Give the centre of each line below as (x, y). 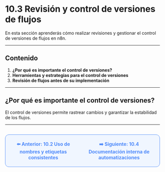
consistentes (43, 158)
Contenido (22, 58)
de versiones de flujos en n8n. (36, 38)
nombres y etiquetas (43, 152)
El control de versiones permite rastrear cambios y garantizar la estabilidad (81, 112)
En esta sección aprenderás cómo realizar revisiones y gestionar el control (81, 33)
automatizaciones (119, 158)
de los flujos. (18, 117)
